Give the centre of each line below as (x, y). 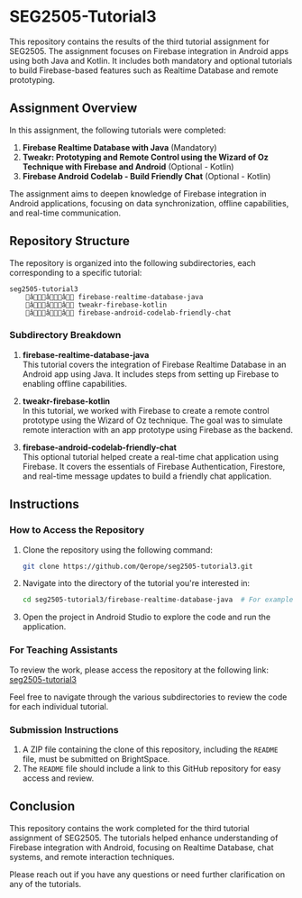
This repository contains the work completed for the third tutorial (129, 828)
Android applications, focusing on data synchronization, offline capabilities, (149, 203)
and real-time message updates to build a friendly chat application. (147, 476)
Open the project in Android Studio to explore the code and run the (146, 617)
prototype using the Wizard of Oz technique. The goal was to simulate (152, 420)
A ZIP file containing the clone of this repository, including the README (150, 749)
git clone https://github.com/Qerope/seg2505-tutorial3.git (137, 566)
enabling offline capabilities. (75, 383)
